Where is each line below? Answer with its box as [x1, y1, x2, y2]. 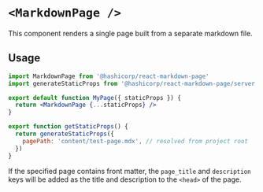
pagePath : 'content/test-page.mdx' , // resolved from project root [22, 137, 248, 145]
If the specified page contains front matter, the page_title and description [8, 166, 251, 175]
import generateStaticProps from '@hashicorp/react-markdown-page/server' [8, 79, 259, 87]
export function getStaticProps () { [8, 123, 128, 131]
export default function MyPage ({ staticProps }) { [8, 94, 181, 102]
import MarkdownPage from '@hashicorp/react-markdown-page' [8, 72, 210, 80]
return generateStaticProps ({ [15, 130, 114, 138]
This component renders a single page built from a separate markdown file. [8, 28, 254, 38]
